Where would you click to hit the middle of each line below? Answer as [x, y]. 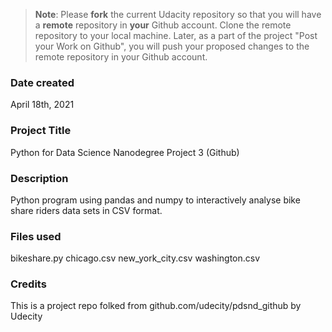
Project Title [41, 131]
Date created [42, 82]
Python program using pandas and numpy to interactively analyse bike [155, 200]
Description [39, 178]
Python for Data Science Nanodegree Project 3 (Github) [125, 152]
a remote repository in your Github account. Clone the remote [163, 25]
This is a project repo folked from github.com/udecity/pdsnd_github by [156, 306]
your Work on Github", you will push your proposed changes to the [172, 46]
